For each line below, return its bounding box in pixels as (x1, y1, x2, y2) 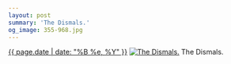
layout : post (8, 11, 51, 20)
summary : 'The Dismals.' (8, 19, 90, 27)
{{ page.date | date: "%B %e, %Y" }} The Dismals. (8, 48, 224, 57)
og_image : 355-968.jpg (8, 26, 83, 34)
